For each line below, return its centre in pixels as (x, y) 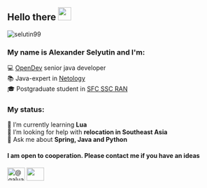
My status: (26, 110)
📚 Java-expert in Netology (47, 78)
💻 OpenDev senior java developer (57, 68)
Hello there (32, 17)
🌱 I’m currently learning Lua (47, 125)
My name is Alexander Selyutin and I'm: (76, 52)
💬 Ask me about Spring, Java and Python (67, 140)
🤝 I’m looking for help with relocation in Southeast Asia (87, 132)
